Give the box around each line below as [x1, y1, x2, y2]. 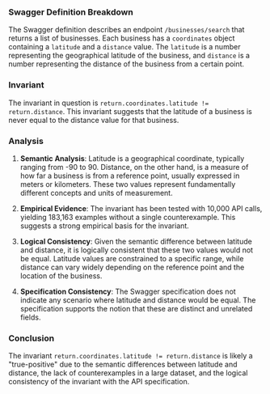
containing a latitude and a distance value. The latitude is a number [8, 42, 241, 52]
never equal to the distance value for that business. [8, 115, 179, 125]
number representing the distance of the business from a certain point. [8, 59, 245, 69]
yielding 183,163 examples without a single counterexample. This [19, 212, 236, 222]
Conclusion [8, 333, 55, 344]
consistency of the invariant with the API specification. [8, 377, 190, 387]
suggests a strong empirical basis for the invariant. [19, 221, 190, 231]
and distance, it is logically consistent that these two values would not [19, 245, 253, 255]
